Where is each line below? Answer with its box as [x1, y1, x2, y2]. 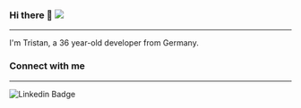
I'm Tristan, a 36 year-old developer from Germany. [9, 37, 199, 48]
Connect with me [9, 60, 85, 72]
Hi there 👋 [9, 9, 54, 21]
